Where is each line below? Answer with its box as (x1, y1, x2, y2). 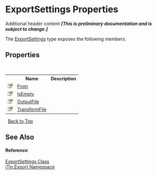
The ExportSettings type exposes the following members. (5, 36, 126, 42)
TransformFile (17, 106, 47, 113)
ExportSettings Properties (5, 4, 119, 15)
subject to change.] (5, 26, 48, 32)
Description (51, 76, 77, 82)
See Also (5, 133, 34, 142)
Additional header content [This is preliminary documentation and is (5, 20, 152, 27)
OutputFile (17, 99, 39, 104)
